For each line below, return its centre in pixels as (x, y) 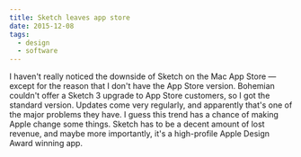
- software (38, 51)
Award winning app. (46, 144)
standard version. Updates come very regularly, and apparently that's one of (151, 105)
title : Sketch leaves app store (70, 17)
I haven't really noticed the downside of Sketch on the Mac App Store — (143, 76)
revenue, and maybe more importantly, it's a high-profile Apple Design (140, 134)
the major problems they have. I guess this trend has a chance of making (144, 115)
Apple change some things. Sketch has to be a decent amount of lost (137, 124)
